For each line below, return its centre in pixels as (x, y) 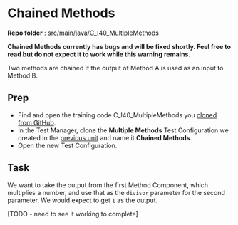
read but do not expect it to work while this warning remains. (99, 54)
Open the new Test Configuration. (67, 145)
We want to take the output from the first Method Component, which (108, 185)
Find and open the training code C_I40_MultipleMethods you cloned (117, 115)
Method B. (22, 75)
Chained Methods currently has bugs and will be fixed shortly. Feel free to (119, 46)
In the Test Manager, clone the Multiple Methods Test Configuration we (123, 130)
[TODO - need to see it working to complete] (73, 214)
